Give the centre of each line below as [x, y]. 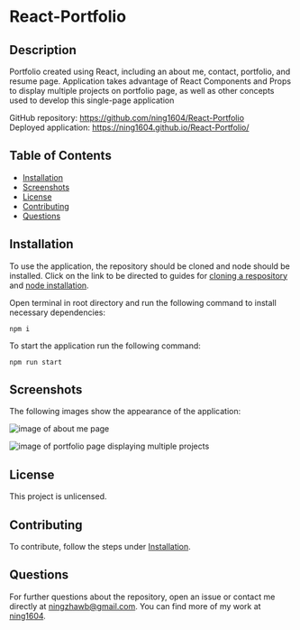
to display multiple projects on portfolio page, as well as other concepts [142, 91]
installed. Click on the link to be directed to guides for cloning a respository [149, 275]
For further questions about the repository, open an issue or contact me [142, 597]
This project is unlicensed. [58, 496]
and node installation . [49, 285]
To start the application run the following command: [105, 346]
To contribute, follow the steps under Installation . [100, 547]
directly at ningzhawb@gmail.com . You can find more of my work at [135, 606]
